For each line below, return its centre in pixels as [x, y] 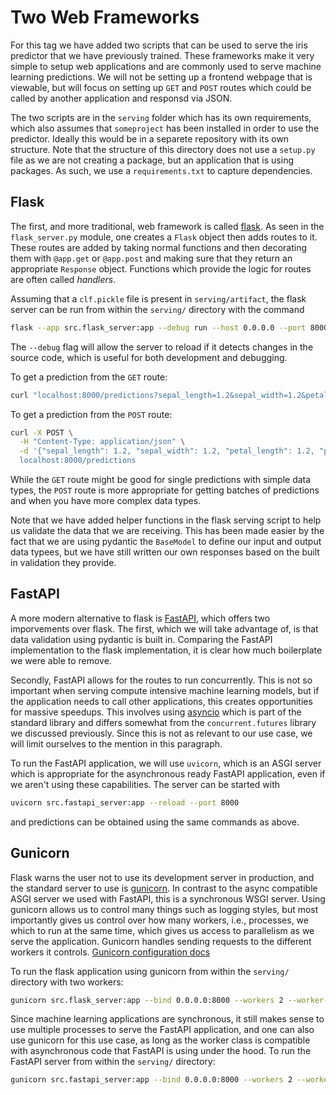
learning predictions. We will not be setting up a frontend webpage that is [161, 77]
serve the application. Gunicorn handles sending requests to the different [161, 941]
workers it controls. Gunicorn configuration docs [110, 952]
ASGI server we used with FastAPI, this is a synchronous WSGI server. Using [168, 898]
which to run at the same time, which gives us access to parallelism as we [162, 930]
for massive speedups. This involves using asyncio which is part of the [156, 712]
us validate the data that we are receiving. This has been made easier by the [167, 530]
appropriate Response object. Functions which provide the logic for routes [161, 268]
